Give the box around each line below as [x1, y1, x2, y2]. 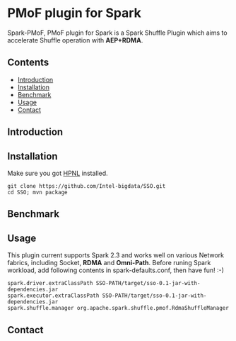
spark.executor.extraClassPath [7, 292, 100, 299]
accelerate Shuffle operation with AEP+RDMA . [7, 35, 143, 44]
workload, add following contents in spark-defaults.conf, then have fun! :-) [7, 266, 225, 274]
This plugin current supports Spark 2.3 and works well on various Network [7, 251, 225, 259]
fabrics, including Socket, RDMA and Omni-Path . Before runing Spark [7, 259, 211, 267]
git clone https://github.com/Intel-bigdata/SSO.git [7, 182, 166, 189]
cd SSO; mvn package [7, 189, 69, 196]
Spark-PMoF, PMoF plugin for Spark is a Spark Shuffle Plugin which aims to [7, 28, 228, 37]
